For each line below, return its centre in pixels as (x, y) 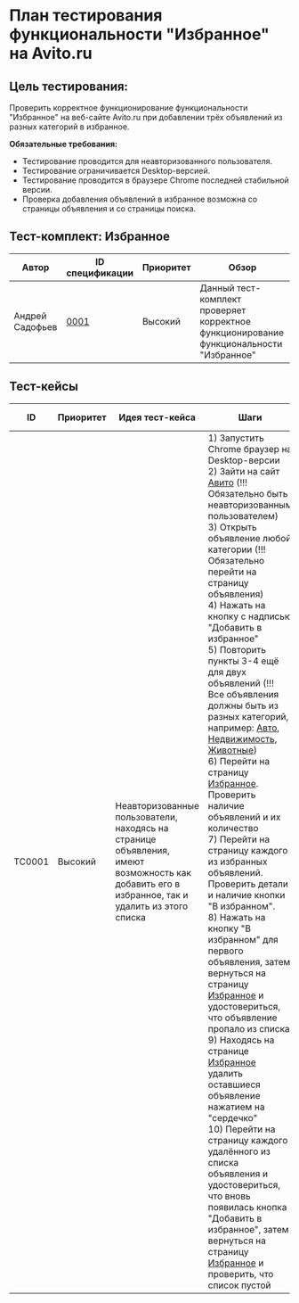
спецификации (100, 273)
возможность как (153, 872)
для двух (227, 672)
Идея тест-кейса (157, 417)
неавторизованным (250, 505)
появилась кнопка (247, 1207)
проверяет (223, 310)
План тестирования (86, 16)
